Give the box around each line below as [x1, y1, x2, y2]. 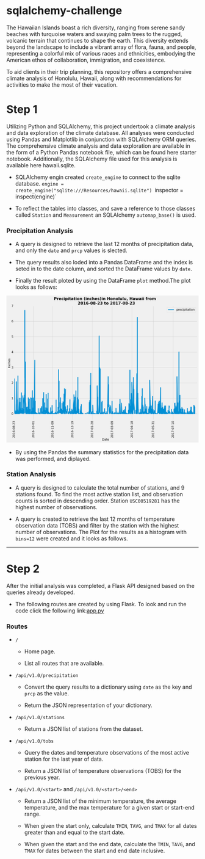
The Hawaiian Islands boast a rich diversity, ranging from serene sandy [6, 24, 185, 31]
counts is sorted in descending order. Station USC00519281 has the [15, 497, 180, 504]
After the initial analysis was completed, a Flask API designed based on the [6, 582, 195, 589]
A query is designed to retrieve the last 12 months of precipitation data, [15, 241, 194, 248]
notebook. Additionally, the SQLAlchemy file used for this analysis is [6, 155, 178, 162]
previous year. [24, 774, 60, 781]
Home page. [24, 648, 56, 655]
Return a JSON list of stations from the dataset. [24, 725, 143, 733]
